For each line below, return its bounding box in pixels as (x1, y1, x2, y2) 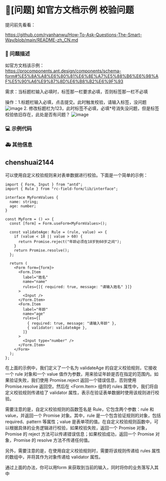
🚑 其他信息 (5, 142, 33, 148)
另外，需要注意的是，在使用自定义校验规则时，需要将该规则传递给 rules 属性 (5, 447, 161, 453)
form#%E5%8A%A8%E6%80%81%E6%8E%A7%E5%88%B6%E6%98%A (5, 73, 159, 79)
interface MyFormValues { (5, 195, 58, 200)
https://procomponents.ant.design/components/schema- (5, 68, 122, 74)
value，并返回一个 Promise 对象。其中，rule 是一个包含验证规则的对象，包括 (5, 412, 161, 418)
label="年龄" (23, 307, 48, 312)
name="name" (23, 279, 48, 284)
